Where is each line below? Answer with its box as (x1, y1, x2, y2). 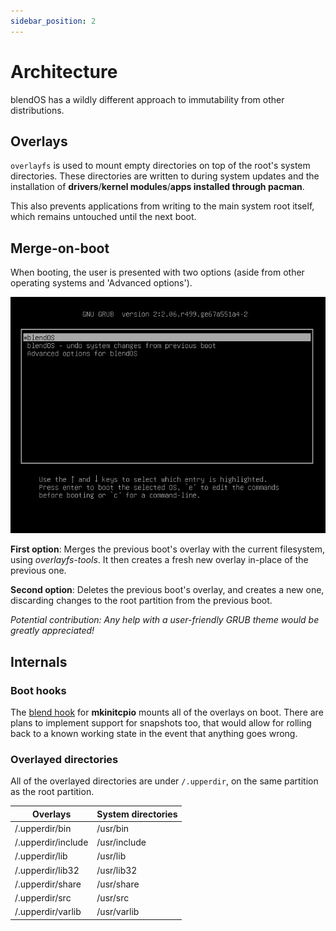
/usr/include (96, 836, 147, 849)
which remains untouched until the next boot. (10, 211, 197, 223)
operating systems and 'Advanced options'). (10, 277, 193, 289)
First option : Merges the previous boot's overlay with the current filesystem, (10, 543, 325, 555)
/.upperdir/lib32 (14, 864, 80, 876)
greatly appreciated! (10, 625, 95, 637)
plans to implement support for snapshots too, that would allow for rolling (10, 716, 312, 729)
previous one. (10, 565, 67, 577)
